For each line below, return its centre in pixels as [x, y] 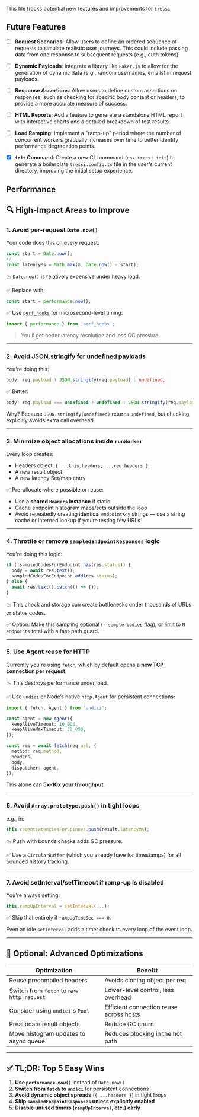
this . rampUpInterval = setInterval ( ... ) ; [58, 906]
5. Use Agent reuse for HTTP [48, 652]
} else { [17, 581]
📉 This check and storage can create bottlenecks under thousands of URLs [99, 604]
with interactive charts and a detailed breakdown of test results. [92, 122]
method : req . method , [37, 751]
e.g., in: [15, 818]
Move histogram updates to [47, 1033]
